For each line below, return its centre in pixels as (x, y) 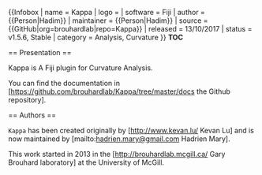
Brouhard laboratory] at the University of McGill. (86, 162)
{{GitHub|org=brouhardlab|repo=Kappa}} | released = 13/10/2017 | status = (130, 29)
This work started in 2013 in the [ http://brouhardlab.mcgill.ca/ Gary (117, 154)
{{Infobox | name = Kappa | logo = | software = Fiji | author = (107, 12)
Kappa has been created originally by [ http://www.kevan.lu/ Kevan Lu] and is (131, 130)
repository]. (27, 100)
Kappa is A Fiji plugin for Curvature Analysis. (80, 68)
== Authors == (32, 115)
